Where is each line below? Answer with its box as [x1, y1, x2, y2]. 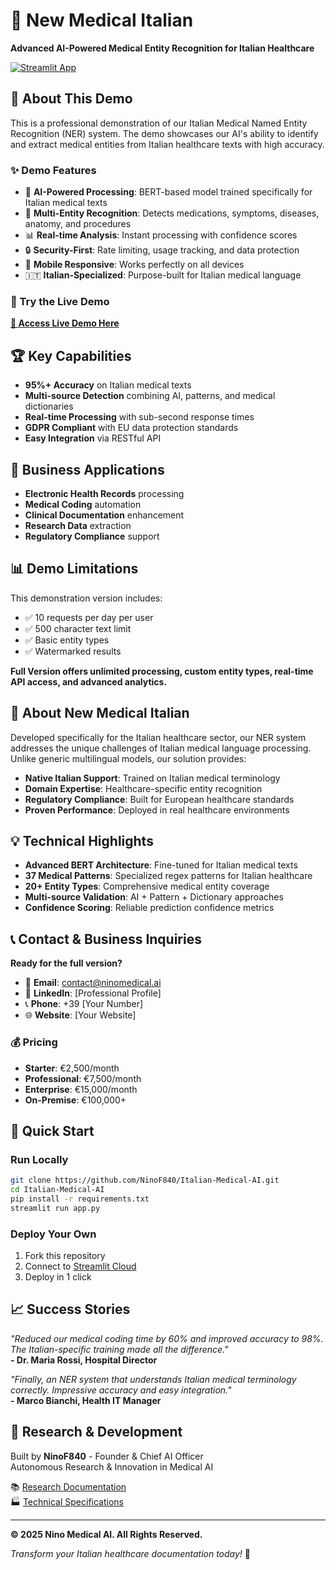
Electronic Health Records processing [24, 487, 185, 499]
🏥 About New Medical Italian [10, 705, 190, 722]
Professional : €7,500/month [24, 1072, 142, 1084]
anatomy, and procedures [24, 218, 132, 230]
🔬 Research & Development [10, 1424, 183, 1441]
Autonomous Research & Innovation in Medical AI [10, 1460, 214, 1473]
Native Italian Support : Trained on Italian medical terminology [24, 772, 281, 784]
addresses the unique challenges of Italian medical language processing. [10, 742, 312, 754]
